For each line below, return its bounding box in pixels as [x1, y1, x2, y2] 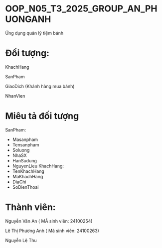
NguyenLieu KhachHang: [12, 163, 64, 169]
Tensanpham [12, 141, 39, 147]
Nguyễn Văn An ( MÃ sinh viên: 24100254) [5, 218, 93, 224]
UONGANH [5, 13, 51, 25]
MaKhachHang [12, 173, 43, 179]
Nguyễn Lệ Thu [5, 237, 37, 243]
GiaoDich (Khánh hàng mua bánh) [5, 83, 75, 89]
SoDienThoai [12, 184, 39, 190]
